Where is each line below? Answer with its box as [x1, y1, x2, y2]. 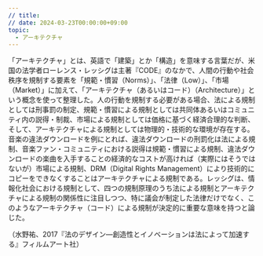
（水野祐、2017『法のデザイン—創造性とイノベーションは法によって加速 [8, 229, 243, 240]
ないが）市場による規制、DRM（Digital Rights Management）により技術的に [8, 164, 255, 174]
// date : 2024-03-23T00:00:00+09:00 [8, 19, 128, 27]
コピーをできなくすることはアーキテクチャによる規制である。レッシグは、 [8, 174, 249, 183]
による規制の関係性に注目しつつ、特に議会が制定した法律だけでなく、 [21, 193, 249, 203]
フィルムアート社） [21, 240, 84, 249]
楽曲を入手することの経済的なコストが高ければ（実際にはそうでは [42, 154, 256, 163]
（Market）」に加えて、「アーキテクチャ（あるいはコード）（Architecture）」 [8, 86, 249, 95]
